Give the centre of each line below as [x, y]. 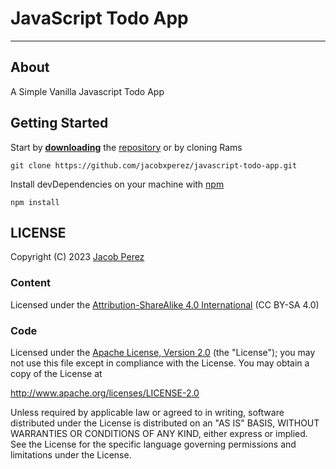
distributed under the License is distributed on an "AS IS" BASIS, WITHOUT [165, 423]
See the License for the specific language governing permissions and [153, 444]
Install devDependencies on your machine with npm [117, 184]
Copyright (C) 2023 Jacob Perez [77, 257]
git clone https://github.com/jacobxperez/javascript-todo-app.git [154, 165]
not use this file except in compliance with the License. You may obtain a [160, 363]
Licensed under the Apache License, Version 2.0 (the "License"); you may [163, 352]
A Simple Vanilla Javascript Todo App [87, 91]
